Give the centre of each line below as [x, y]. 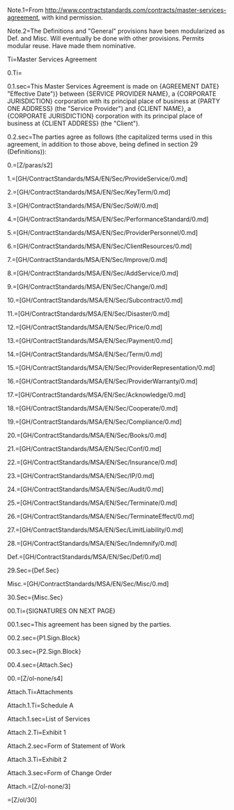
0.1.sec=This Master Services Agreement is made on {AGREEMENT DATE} [113, 86]
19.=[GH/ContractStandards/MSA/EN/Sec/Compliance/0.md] [95, 422]
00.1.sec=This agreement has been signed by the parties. [89, 624]
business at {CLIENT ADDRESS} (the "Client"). [74, 123]
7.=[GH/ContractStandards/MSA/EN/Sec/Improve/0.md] [87, 260]
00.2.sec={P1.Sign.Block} [44, 638]
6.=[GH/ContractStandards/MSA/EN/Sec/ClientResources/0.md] [100, 246]
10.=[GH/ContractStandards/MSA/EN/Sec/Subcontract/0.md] [95, 300]
